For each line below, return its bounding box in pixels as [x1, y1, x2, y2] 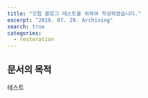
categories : [7, 29, 42, 37]
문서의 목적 [7, 63, 52, 75]
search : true [7, 23, 45, 30]
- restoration [13, 36, 54, 43]
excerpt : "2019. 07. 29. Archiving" [7, 17, 113, 24]
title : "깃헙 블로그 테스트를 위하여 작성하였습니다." [7, 10, 142, 17]
